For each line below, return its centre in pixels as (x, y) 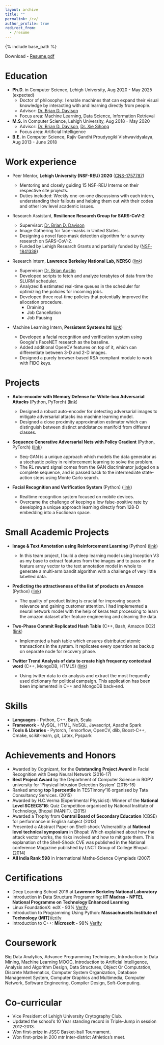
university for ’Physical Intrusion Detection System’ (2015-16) (74, 785)
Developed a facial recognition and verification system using (81, 337)
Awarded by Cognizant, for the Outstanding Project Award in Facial (81, 769)
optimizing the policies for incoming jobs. (61, 291)
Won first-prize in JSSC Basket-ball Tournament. (61, 1032)
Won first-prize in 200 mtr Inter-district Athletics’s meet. (69, 1037)
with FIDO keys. (35, 363)
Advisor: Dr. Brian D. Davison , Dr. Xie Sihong (64, 126)
